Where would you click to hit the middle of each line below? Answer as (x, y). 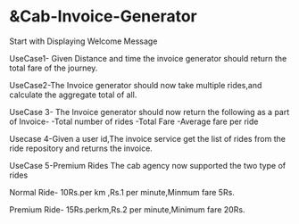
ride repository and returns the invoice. (81, 148)
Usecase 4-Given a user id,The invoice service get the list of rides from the (147, 138)
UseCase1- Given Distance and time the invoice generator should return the (148, 58)
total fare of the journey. (54, 68)
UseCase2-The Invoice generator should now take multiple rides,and (136, 85)
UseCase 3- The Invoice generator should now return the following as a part (149, 112)
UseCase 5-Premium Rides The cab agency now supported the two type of (148, 165)
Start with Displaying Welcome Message (83, 41)
